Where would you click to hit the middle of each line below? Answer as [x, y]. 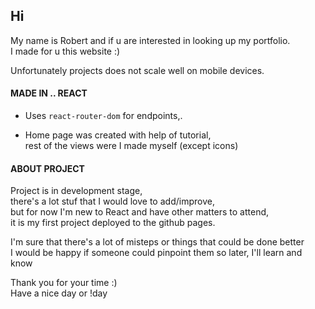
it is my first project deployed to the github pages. [113, 223]
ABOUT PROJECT [47, 168]
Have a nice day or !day [59, 293]
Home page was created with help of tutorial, [118, 135]
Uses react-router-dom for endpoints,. [103, 116]
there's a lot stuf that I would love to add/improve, [112, 201]
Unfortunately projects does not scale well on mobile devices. [137, 70]
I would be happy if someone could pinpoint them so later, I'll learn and [156, 253]
